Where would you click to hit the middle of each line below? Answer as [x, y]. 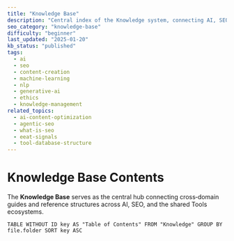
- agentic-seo [34, 124]
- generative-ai [37, 91]
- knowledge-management [48, 104]
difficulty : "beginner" [42, 33]
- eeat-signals [36, 137]
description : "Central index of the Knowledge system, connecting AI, [112, 20]
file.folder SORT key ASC [45, 231]
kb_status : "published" [42, 46]
